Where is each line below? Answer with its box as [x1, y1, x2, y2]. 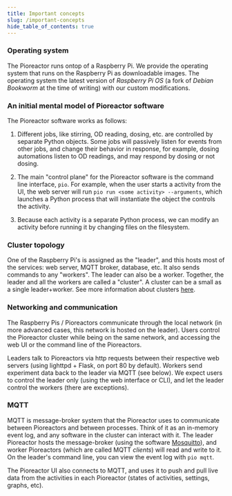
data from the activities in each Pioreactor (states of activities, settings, [7, 473, 210, 481]
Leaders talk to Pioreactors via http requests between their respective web [7, 353, 220, 362]
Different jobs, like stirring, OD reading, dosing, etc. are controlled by [17, 129, 213, 138]
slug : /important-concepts [7, 17, 85, 24]
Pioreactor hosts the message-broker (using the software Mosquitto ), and [7, 438, 217, 446]
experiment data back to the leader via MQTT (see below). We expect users [7, 368, 223, 377]
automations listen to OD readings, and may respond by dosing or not [17, 151, 215, 160]
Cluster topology [7, 240, 65, 250]
